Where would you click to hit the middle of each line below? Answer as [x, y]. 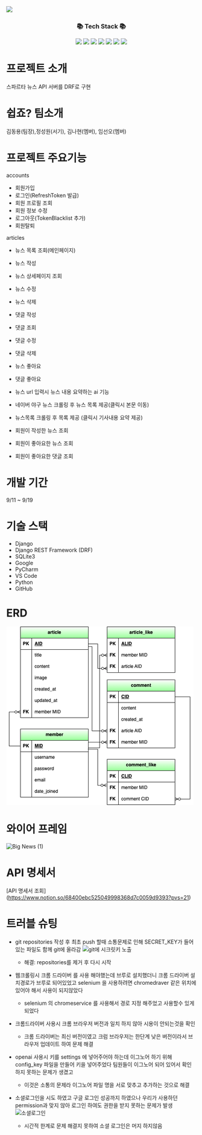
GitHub [24, 588]
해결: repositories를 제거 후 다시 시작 [68, 962]
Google [24, 563]
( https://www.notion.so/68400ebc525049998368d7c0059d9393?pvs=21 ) [99, 897]
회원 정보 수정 [31, 211]
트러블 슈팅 [32, 924]
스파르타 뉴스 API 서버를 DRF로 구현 [49, 87]
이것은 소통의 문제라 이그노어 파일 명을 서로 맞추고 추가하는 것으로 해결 [107, 1085]
